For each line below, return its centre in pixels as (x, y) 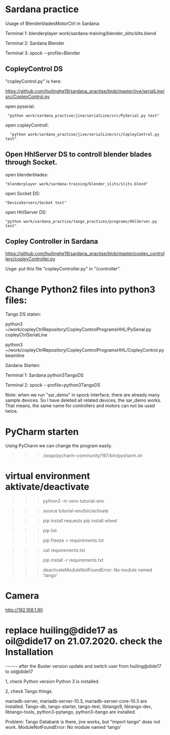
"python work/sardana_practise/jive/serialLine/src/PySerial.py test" (83, 115)
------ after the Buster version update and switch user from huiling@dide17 (83, 666)
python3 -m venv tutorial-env (74, 501)
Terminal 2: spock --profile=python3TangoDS (53, 385)
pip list (50, 531)
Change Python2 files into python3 (80, 289)
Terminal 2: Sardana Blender (35, 43)
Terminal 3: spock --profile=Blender (43, 53)
